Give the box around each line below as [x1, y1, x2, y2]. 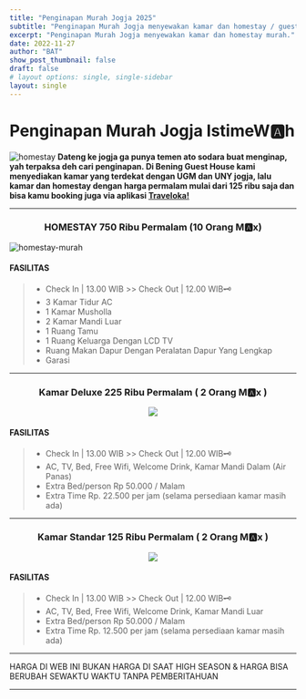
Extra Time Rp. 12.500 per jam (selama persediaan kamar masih [45, 625, 285, 636]
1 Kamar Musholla [45, 306, 112, 317]
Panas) [45, 470, 73, 481]
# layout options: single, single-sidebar [9, 73, 173, 82]
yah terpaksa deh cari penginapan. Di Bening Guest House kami [9, 160, 256, 171]
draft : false [9, 65, 59, 74]
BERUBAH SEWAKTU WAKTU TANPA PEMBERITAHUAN [9, 671, 219, 682]
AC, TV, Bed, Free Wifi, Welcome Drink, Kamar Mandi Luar [45, 606, 264, 617]
